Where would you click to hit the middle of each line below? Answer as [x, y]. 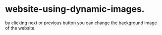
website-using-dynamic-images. [75, 9]
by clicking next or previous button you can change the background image [81, 23]
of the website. [20, 28]
